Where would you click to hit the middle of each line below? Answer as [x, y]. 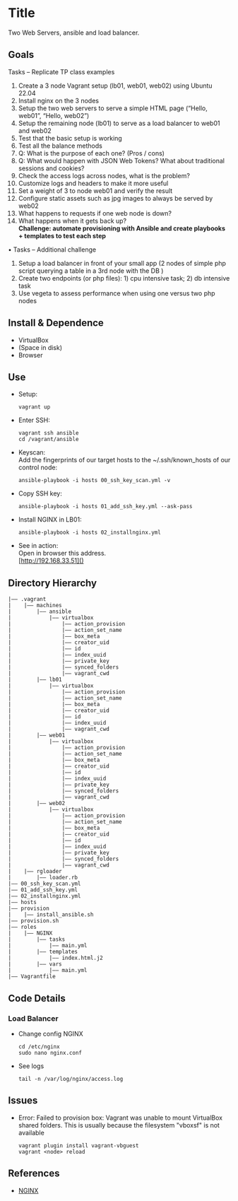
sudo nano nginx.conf [50, 1053]
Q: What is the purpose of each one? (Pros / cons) [91, 153]
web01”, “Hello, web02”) [54, 115]
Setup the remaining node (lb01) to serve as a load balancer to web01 [119, 123]
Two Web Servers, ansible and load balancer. [74, 33]
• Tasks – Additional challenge [52, 250]
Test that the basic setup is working [70, 138]
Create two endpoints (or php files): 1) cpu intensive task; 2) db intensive [124, 278]
